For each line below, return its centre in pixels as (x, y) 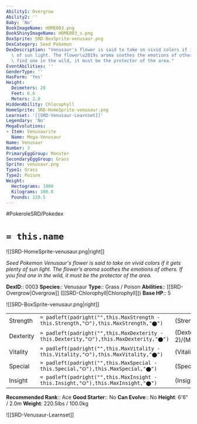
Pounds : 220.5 (28, 197)
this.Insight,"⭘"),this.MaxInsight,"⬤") (98, 383)
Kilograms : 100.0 (33, 191)
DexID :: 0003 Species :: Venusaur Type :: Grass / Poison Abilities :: (86, 287)
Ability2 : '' (22, 17)
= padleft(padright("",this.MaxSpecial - (98, 363)
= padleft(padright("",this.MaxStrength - (100, 317)
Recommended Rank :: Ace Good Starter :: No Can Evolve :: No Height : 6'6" (97, 398)
